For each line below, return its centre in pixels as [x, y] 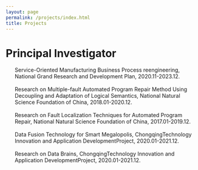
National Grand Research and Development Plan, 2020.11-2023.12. [97, 76]
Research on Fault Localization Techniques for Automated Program [98, 115]
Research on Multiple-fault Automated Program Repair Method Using [101, 89]
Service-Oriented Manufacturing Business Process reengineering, [97, 70]
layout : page [22, 12]
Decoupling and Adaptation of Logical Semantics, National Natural [97, 96]
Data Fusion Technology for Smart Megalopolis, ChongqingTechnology [103, 135]
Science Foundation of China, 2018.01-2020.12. [73, 102]
